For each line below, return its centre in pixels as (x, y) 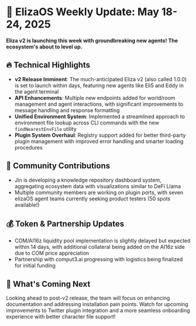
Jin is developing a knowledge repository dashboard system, (88, 180)
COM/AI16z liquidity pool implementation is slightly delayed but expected (102, 241)
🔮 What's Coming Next (48, 284)
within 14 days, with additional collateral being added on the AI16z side (100, 247)
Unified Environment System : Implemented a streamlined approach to (100, 116)
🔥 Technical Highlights (48, 65)
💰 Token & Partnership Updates (65, 223)
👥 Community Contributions (58, 166)
